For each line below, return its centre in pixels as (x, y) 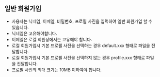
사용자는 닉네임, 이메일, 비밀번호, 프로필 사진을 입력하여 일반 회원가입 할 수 (82, 21)
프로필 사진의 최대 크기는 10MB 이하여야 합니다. (56, 70)
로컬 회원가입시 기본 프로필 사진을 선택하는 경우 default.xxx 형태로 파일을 (81, 46)
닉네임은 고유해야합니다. (34, 33)
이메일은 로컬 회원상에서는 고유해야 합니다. (52, 39)
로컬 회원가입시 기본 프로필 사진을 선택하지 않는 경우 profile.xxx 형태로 (78, 58)
